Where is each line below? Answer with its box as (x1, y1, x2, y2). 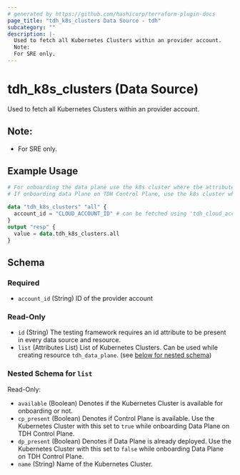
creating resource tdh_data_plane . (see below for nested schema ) (17, 351, 212, 359)
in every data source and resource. (17, 336, 121, 344)
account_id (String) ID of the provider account (17, 294, 154, 303)
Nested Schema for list (7, 369, 93, 379)
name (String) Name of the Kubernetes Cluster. (17, 459, 154, 468)
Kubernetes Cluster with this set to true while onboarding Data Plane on (17, 421, 230, 430)
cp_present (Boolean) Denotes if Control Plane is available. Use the (17, 414, 215, 422)
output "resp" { (7, 223, 56, 231)
